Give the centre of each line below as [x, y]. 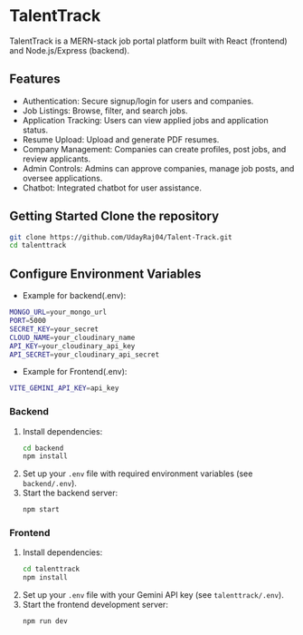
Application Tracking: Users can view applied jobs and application [145, 120]
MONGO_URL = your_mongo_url [58, 313]
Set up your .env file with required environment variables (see [137, 474]
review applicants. [57, 159]
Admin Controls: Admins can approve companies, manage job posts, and [158, 168]
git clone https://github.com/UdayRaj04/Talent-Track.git [121, 237]
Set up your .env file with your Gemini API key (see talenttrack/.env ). [153, 595]
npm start [41, 510]
